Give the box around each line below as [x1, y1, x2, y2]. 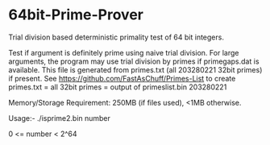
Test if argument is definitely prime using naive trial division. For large [8, 48, 239, 57]
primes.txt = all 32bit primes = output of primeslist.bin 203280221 [8, 82, 227, 92]
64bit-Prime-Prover [8, 6, 143, 24]
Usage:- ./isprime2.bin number [8, 113, 111, 122]
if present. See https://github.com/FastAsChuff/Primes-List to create [8, 73, 236, 83]
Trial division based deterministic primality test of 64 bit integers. [8, 32, 224, 42]
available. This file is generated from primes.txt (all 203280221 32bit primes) [8, 64, 263, 74]
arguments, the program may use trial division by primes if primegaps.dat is [8, 56, 260, 66]
